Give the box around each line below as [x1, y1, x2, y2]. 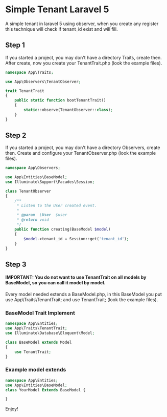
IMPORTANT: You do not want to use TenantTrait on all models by [5, 274, 147, 280]
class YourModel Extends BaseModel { [5, 387, 86, 392]
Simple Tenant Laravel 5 [5, 4, 109, 15]
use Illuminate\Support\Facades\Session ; [5, 179, 95, 185]
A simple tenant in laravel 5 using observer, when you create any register [5, 20, 159, 27]
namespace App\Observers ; [5, 165, 60, 171]
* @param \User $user [16, 213, 67, 218]
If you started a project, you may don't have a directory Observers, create [5, 144, 160, 151]
